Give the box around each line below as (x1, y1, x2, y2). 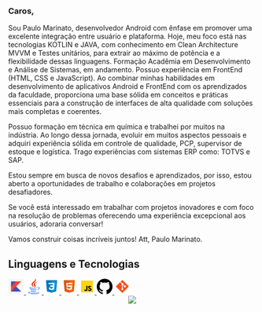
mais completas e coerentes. (8, 107, 102, 116)
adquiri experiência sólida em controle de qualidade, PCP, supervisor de (8, 139, 242, 149)
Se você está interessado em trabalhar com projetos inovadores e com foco (8, 203, 254, 212)
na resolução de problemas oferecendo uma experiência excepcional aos (8, 211, 246, 221)
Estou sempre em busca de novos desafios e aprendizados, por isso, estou (8, 171, 252, 180)
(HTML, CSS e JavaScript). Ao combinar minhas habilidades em (8, 73, 215, 83)
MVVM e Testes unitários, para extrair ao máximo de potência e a (8, 49, 220, 58)
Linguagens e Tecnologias (8, 257, 140, 270)
